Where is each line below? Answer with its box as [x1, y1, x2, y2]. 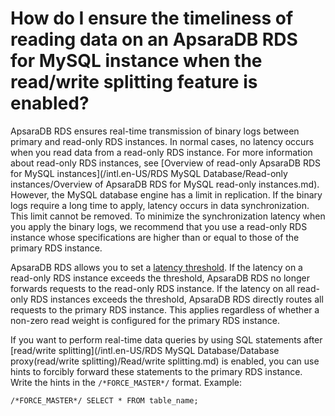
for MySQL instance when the [10, 50, 263, 72]
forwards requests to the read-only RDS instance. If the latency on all [10, 282, 295, 294]
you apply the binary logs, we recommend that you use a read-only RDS [10, 220, 308, 232]
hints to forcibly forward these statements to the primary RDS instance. [10, 365, 303, 377]
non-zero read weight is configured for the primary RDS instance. [10, 314, 280, 326]
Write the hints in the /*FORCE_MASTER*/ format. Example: [10, 376, 243, 388]
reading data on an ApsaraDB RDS [10, 28, 298, 51]
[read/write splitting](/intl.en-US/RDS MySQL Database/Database [10, 344, 280, 356]
